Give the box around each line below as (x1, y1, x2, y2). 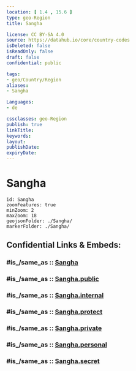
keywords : (6, 133, 32, 139)
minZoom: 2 (6, 207, 34, 213)
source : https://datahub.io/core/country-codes (6, 37, 130, 43)
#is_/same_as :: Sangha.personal (6, 340, 107, 349)
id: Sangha (6, 197, 34, 203)
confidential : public (6, 59, 62, 66)
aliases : (6, 82, 29, 89)
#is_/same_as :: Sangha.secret (6, 356, 100, 365)
